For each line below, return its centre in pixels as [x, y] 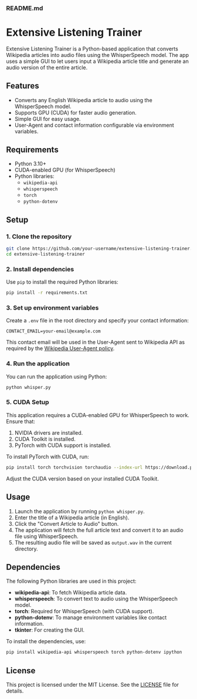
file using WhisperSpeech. [46, 536]
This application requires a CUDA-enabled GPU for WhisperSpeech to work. [98, 415]
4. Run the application [38, 364]
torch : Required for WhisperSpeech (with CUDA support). [84, 611]
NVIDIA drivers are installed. [49, 432]
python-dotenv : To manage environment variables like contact [91, 617]
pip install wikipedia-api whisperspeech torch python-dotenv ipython [94, 652]
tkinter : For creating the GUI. [50, 630]
